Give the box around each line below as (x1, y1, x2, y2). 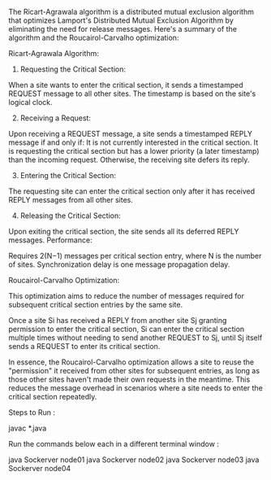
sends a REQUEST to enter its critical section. (8, 342, 161, 351)
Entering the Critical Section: (19, 171, 116, 180)
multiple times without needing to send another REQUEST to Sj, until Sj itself (8, 333, 263, 343)
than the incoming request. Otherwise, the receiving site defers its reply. (8, 155, 250, 164)
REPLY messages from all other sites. (8, 195, 134, 204)
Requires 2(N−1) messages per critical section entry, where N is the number (8, 251, 262, 260)
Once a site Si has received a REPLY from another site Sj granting (8, 316, 227, 325)
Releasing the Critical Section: (19, 211, 121, 220)
